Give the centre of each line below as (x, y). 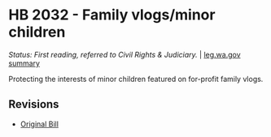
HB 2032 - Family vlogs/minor (112, 15)
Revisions (34, 104)
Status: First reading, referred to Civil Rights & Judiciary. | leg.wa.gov (125, 54)
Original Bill (39, 124)
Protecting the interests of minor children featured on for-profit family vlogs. (136, 79)
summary (24, 63)
